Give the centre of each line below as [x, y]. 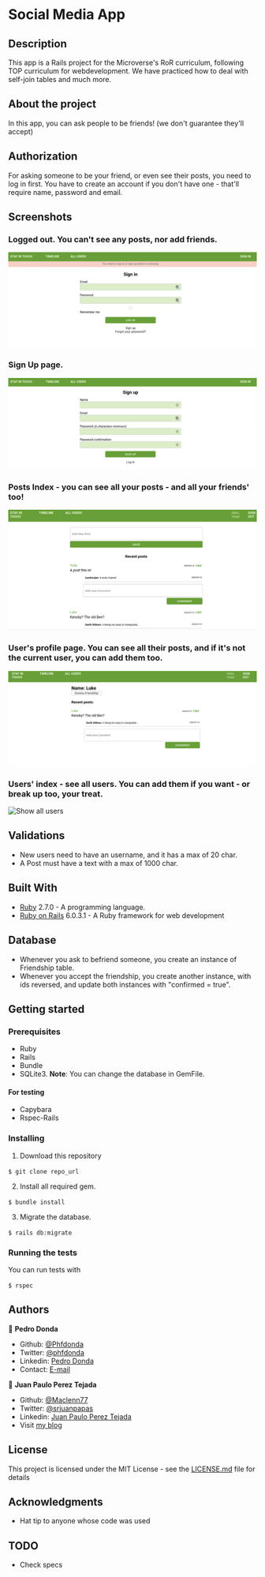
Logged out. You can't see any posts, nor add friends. [113, 239]
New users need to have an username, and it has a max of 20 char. [129, 855]
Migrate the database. [56, 1216]
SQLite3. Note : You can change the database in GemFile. [112, 1074]
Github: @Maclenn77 [54, 1399]
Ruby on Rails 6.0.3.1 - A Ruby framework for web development [122, 915]
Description [37, 44]
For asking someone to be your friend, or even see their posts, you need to [130, 175]
